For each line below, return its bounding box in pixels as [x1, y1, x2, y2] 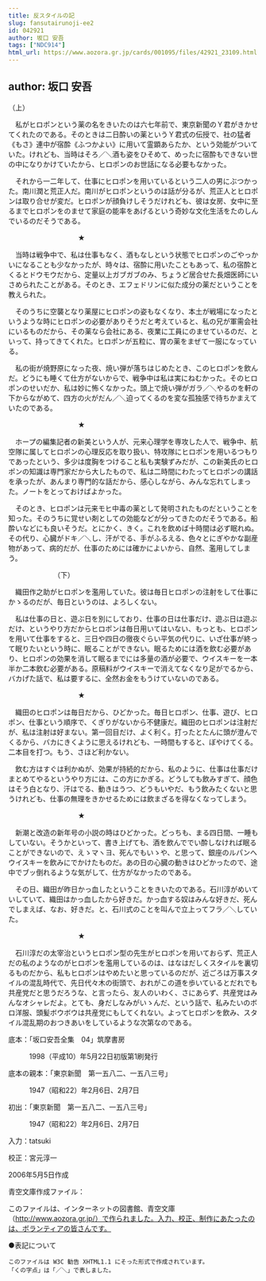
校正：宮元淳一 [8, 1153, 57, 1162]
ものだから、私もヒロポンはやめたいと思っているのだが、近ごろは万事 [14, 968, 245, 977]
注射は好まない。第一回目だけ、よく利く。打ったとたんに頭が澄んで [35, 727, 258, 737]
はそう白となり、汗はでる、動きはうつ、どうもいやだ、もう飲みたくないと [8, 784, 251, 793]
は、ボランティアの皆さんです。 [8, 1223, 112, 1233]
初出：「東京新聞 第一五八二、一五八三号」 [8, 1102, 151, 1112]
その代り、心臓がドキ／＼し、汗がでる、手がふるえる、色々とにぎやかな [8, 533, 245, 543]
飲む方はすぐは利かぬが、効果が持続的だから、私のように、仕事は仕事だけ [14, 764, 259, 773]
